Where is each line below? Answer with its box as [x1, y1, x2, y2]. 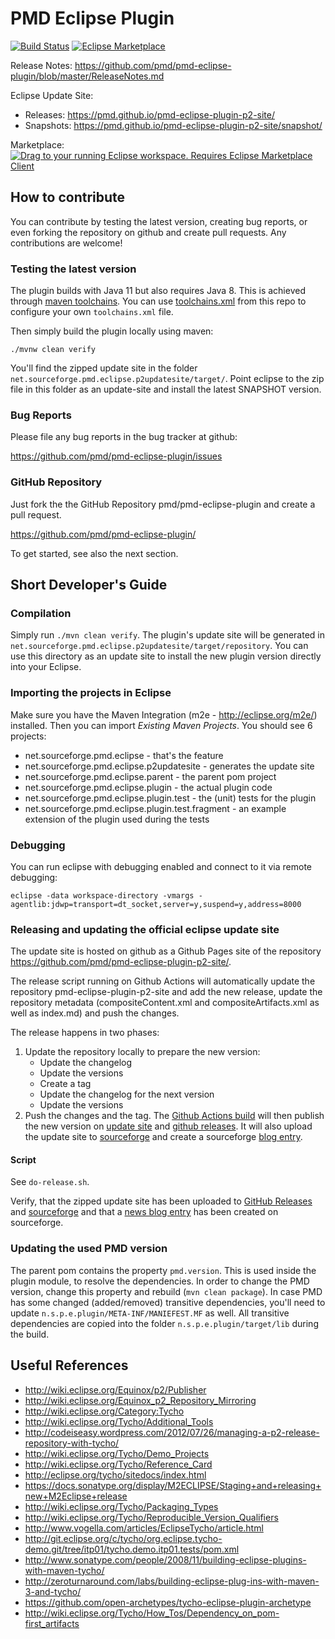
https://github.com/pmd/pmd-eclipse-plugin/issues [10, 450, 223, 462]
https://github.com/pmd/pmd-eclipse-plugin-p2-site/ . [10, 956, 232, 968]
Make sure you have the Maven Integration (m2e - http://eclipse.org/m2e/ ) [10, 708, 318, 721]
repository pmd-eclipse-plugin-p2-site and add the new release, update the [10, 986, 323, 998]
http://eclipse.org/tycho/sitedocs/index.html [24, 1468, 207, 1481]
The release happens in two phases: [10, 1027, 160, 1039]
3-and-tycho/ [24, 1585, 82, 1597]
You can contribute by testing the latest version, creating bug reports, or [10, 215, 308, 227]
